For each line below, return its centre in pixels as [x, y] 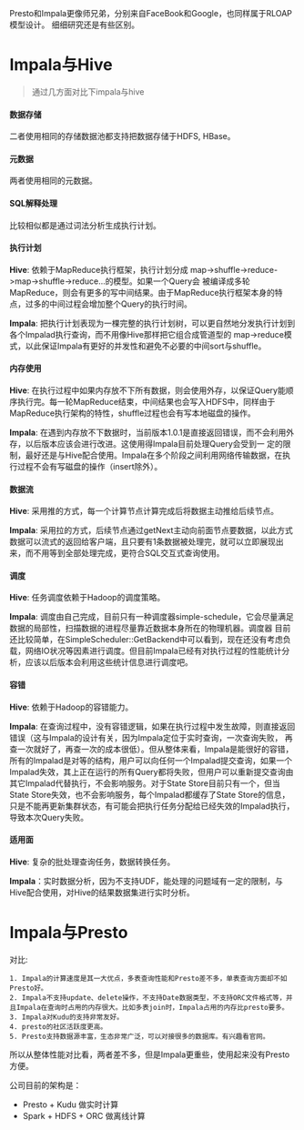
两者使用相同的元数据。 [53, 181]
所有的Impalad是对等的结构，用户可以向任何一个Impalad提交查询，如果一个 [151, 760]
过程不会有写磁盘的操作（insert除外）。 [90, 466]
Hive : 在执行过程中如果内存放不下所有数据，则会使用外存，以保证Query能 [148, 390]
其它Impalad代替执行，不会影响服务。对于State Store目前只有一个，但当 [145, 783]
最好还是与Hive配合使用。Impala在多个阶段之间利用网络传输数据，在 [154, 455]
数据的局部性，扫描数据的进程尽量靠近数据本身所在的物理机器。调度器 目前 [150, 628]
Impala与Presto [69, 932]
